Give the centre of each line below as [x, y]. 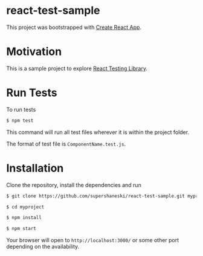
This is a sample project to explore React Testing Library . [77, 68]
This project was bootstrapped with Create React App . [74, 27]
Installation [35, 168]
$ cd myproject [25, 207]
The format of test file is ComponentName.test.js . [66, 144]
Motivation [34, 52]
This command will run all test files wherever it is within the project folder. [98, 132]
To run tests [21, 109]
